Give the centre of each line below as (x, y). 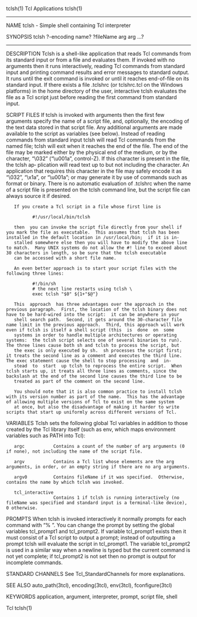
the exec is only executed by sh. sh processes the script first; (98, 350)
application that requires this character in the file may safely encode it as (94, 171)
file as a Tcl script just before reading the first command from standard (91, 97)
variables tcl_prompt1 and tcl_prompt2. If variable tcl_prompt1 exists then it (96, 531)
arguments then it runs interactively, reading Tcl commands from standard (96, 66)
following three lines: (35, 274)
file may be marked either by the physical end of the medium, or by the (92, 152)
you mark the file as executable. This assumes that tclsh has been (93, 232)
